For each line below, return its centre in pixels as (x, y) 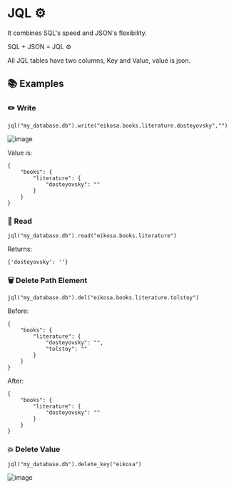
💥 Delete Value (34, 449)
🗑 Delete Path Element (47, 280)
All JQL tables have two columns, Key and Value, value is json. (99, 60)
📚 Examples (36, 84)
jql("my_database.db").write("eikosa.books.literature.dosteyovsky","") (118, 125)
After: (16, 381)
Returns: (20, 249)
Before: (18, 311)
